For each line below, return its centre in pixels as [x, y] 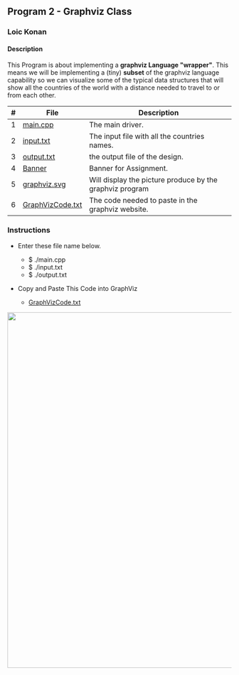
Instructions [29, 230]
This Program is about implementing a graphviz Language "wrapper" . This [118, 65]
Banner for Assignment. [128, 168]
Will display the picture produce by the [153, 179]
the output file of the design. [136, 156]
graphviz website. [118, 209]
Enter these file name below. [59, 245]
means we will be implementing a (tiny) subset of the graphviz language [113, 72]
